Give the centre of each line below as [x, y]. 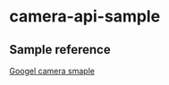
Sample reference [60, 50]
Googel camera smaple [52, 71]
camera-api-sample [85, 17]
